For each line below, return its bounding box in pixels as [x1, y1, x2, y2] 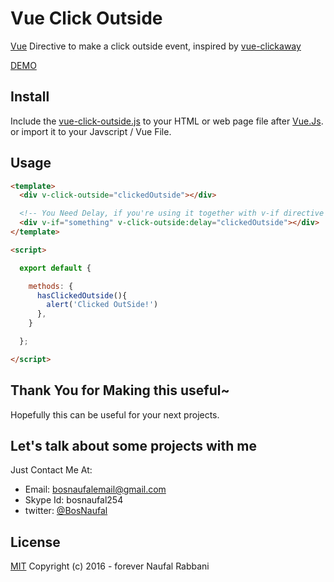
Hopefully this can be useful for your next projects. [10, 408, 220, 421]
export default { [19, 263, 92, 273]
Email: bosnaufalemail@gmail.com [24, 483, 167, 496]
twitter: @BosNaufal [24, 505, 108, 517]
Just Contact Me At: [10, 464, 93, 476]
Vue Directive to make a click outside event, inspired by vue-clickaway [10, 40, 302, 52]
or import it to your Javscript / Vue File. [10, 125, 172, 137]
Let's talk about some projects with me [10, 438, 257, 455]
